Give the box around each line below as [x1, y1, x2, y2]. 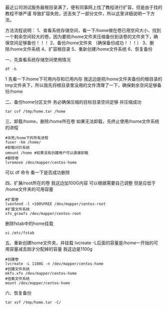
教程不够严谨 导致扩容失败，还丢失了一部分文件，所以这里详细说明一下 [5, 10, 151, 16]
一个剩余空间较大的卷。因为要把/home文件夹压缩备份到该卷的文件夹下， [5, 34, 154, 39]
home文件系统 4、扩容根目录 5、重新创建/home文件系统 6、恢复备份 [11, 46, 153, 52]
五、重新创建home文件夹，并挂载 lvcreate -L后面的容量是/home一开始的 [5, 240, 154, 246]
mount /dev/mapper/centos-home [5, 281, 70, 286]
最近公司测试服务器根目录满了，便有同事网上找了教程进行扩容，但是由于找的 [5, 4, 163, 10]
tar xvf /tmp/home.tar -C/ [5, 300, 61, 305]
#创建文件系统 [5, 267, 30, 272]
